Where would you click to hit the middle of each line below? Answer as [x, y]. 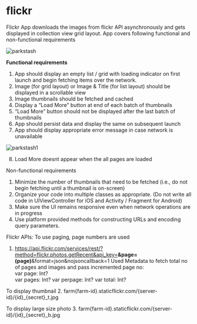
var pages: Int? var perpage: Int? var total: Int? [70, 279]
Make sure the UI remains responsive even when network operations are [103, 206]
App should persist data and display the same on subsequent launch [98, 123]
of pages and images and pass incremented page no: [79, 267]
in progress [28, 213]
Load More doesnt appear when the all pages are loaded [83, 159]
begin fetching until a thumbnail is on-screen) [70, 188]
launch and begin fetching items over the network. [76, 80]
